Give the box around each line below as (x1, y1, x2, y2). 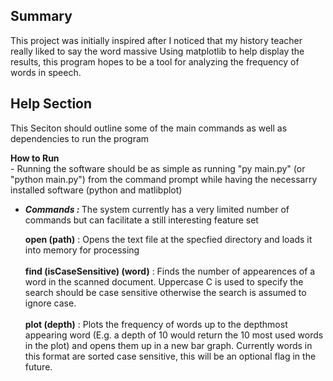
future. (24, 360, 53, 373)
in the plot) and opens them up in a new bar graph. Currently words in (24, 339, 313, 351)
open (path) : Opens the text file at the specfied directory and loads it (24, 233, 313, 245)
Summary (10, 8, 73, 25)
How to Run (10, 152, 60, 164)
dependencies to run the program (10, 132, 150, 144)
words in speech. (10, 66, 82, 78)
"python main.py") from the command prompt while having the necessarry (10, 173, 318, 185)
